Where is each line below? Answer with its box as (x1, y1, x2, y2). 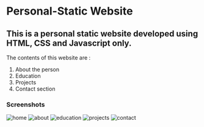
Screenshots (6, 100, 45, 109)
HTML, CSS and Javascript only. (6, 38, 132, 48)
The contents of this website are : (6, 54, 91, 61)
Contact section (15, 85, 56, 92)
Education (15, 72, 41, 80)
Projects (15, 79, 37, 86)
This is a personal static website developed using (6, 29, 199, 39)
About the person (15, 66, 60, 73)
